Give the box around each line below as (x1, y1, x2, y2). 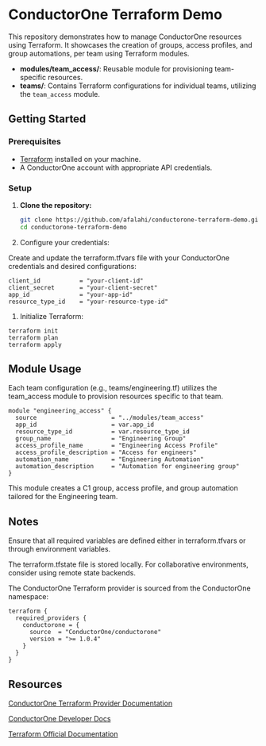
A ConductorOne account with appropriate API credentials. (19, 163, 213, 172)
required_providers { (15, 614, 87, 622)
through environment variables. (8, 544, 111, 554)
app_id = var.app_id (15, 421, 155, 429)
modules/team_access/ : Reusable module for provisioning (19, 63, 213, 73)
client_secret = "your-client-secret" (8, 283, 158, 291)
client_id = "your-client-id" (8, 276, 145, 285)
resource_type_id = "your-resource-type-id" (8, 298, 169, 306)
